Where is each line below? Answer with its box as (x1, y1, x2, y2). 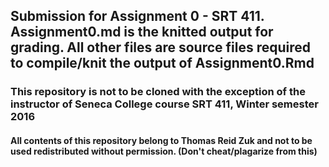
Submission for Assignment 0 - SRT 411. (10, 8, 265, 25)
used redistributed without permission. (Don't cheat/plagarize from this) (10, 145, 318, 157)
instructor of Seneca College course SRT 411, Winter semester (10, 97, 319, 111)
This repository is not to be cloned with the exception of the (10, 85, 306, 99)
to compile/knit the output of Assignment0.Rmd (10, 55, 315, 72)
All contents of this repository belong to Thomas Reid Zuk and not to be (10, 134, 313, 146)
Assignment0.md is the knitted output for (10, 24, 274, 41)
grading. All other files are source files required (10, 39, 312, 56)
